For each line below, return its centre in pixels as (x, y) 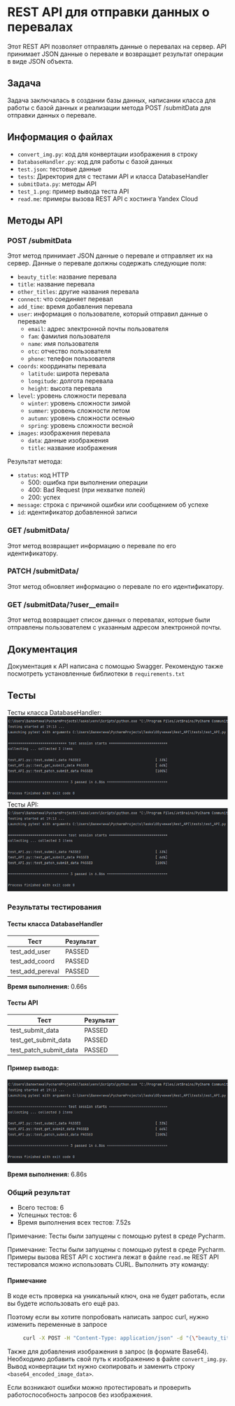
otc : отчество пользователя (70, 351)
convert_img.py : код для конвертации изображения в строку (107, 154)
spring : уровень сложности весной (80, 426)
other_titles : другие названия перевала (78, 292)
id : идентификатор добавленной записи (77, 513)
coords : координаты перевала (62, 366)
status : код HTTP (43, 475)
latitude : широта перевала (69, 374)
